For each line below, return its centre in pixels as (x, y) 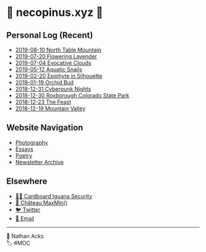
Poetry (24, 155)
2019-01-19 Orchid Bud (44, 82)
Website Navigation (45, 128)
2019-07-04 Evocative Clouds (53, 63)
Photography (32, 142)
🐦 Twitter (28, 209)
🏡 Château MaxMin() (41, 202)
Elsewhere (27, 181)
